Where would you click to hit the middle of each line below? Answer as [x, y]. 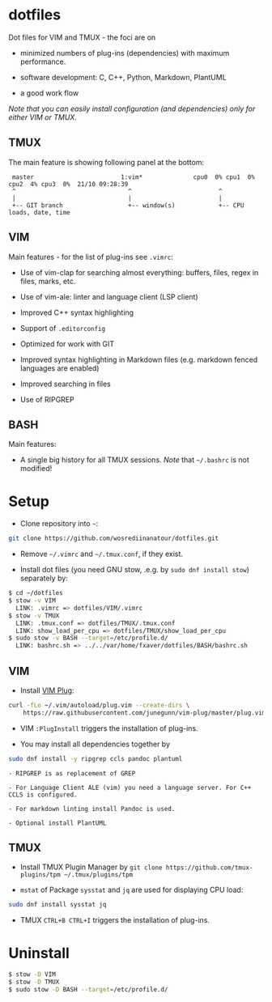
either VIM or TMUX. [42, 117]
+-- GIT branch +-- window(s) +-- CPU [128, 205]
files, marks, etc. [48, 281]
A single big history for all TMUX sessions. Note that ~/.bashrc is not [134, 460]
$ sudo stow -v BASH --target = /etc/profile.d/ [88, 638]
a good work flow [49, 93]
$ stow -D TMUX [34, 982]
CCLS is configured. [43, 795]
